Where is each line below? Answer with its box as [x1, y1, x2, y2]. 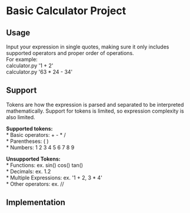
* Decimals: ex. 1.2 [6, 168, 51, 175]
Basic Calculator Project [6, 4, 126, 18]
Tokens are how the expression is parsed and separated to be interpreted [6, 101, 184, 108]
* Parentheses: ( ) [6, 137, 49, 145]
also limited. [6, 113, 35, 120]
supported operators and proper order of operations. [6, 50, 134, 57]
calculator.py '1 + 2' [6, 62, 54, 69]
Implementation [6, 198, 66, 208]
